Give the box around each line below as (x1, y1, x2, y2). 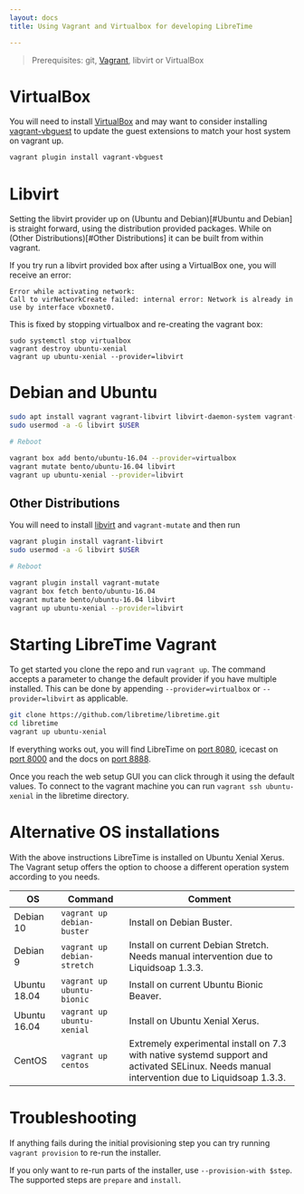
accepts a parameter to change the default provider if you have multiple (9, 674, 278, 684)
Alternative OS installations (9, 822, 220, 843)
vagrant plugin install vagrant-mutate (9, 578, 160, 587)
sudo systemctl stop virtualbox (9, 336, 131, 345)
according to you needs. (9, 871, 100, 882)
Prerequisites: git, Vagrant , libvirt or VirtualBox (31, 54, 204, 65)
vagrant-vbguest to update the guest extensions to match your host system (9, 126, 291, 137)
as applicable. (76, 693, 128, 704)
